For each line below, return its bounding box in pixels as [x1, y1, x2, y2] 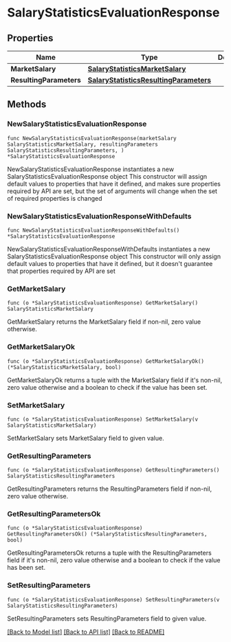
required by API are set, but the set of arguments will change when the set [7, 187, 218, 195]
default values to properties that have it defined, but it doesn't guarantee [7, 259, 213, 267]
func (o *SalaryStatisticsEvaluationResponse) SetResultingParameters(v [7, 596, 220, 603]
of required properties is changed [7, 194, 102, 202]
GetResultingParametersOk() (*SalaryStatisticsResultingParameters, [7, 531, 208, 538]
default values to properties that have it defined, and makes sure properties [7, 179, 221, 188]
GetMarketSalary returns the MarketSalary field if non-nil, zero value [7, 318, 201, 326]
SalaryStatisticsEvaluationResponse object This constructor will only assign [7, 252, 221, 261]
